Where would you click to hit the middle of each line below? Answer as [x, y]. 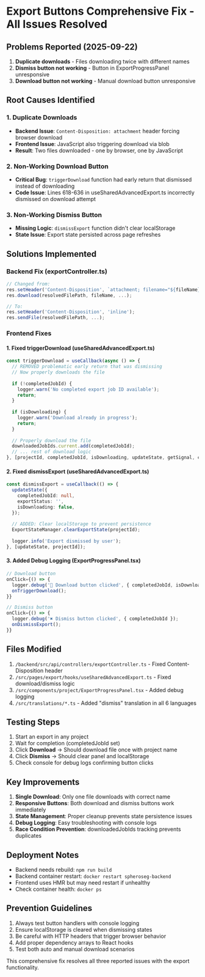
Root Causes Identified [51, 100]
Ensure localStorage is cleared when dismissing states [84, 929]
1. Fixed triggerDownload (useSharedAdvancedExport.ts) [81, 348]
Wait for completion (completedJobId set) [67, 743]
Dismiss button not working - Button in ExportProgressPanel [92, 68]
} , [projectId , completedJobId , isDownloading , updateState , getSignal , [101, 458]
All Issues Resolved [57, 24]
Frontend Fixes [29, 333]
